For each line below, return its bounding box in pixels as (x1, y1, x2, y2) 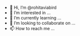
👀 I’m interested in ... (9, 10, 51, 16)
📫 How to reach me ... (9, 26, 55, 31)
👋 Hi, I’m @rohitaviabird (9, 5, 57, 10)
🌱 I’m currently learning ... (9, 15, 62, 20)
